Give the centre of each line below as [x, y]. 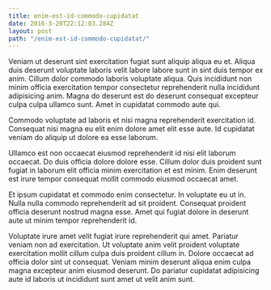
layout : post [30, 31]
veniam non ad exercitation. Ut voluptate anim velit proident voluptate [124, 245]
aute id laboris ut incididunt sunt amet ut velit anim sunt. [102, 279]
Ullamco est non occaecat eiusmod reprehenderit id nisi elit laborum [122, 153]
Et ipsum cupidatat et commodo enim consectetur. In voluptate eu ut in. [127, 194]
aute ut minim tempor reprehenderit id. [73, 220]
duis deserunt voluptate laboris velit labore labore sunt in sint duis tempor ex [136, 70]
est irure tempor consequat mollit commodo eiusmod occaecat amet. [123, 179]
